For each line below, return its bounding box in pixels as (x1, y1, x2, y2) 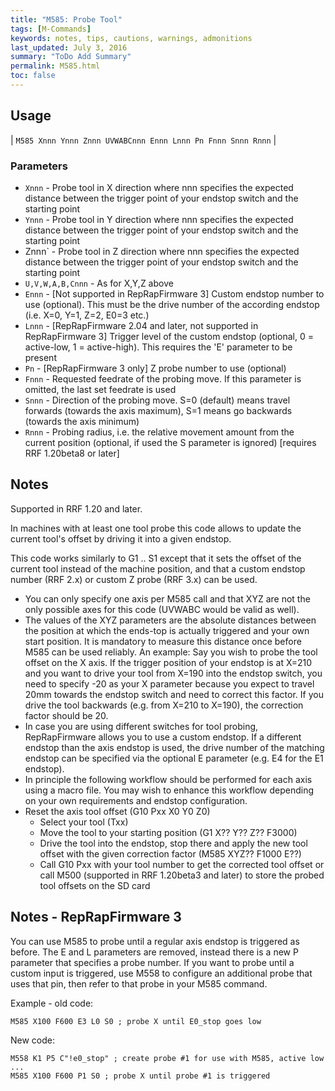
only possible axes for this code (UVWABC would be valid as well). (24, 603, 300, 615)
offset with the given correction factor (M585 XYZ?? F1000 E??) (39, 847, 302, 860)
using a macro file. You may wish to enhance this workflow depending (24, 784, 314, 796)
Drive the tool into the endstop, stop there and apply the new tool (39, 837, 308, 849)
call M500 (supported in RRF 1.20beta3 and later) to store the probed (39, 869, 325, 881)
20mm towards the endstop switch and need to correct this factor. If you (24, 688, 324, 700)
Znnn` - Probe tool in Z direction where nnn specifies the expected (24, 245, 300, 257)
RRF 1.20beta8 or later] (24, 447, 120, 459)
